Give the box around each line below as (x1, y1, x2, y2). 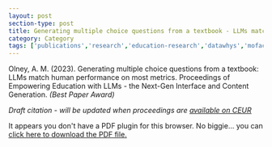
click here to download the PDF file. (8, 130, 127, 140)
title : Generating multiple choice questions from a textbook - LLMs (8, 27, 249, 35)
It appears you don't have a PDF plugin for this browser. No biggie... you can (8, 121, 263, 131)
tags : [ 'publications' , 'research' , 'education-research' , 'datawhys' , (8, 42, 244, 50)
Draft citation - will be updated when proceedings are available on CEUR (8, 106, 253, 115)
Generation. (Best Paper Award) (8, 90, 115, 99)
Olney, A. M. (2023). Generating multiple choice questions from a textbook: (8, 64, 259, 73)
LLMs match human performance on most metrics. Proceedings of (8, 73, 231, 82)
